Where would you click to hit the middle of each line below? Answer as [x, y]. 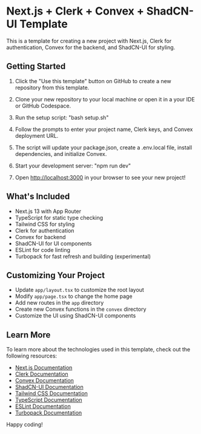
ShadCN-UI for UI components [53, 243]
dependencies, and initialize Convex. [61, 154]
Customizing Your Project [55, 275]
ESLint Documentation [43, 406]
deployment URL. [37, 135]
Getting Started [36, 66]
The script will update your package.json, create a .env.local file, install [104, 147]
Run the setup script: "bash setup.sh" [62, 117]
